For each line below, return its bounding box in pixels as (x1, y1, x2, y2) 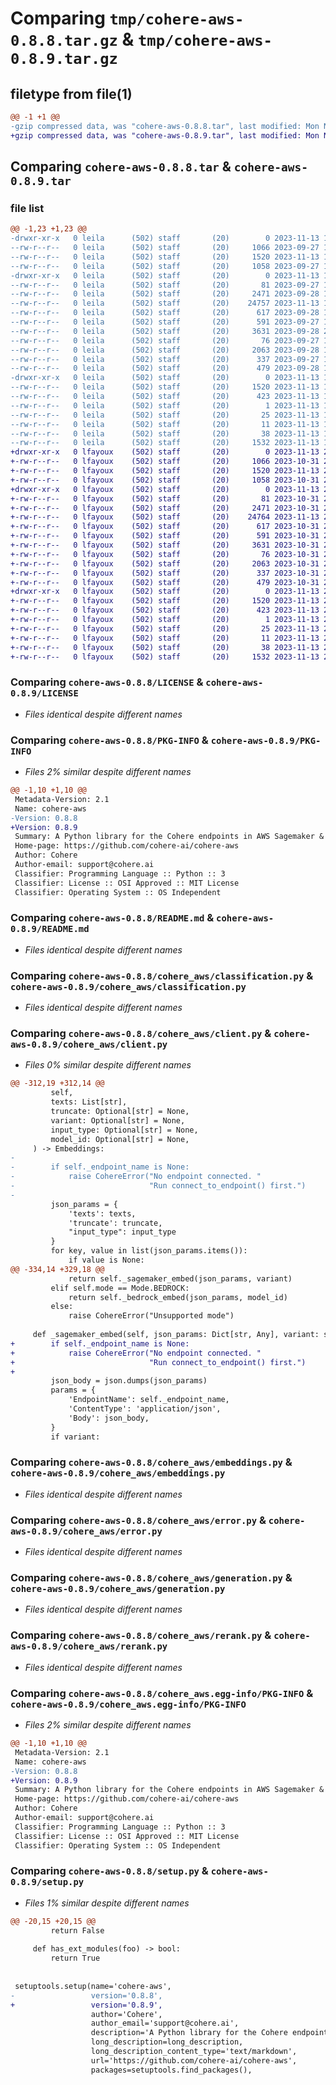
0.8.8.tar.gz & (10, 28, 135, 51)
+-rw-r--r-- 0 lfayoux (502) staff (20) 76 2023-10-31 (10, 549, 320, 559)
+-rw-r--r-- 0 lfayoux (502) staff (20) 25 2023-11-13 (10, 623, 320, 634)
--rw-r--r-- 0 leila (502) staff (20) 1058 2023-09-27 (10, 261, 320, 271)
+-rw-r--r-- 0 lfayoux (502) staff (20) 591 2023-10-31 (10, 531, 320, 541)
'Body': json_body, (68, 1413, 150, 1423)
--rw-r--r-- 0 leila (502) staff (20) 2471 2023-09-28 (10, 289, 320, 299)
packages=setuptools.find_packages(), (90, 2065, 253, 2075)
